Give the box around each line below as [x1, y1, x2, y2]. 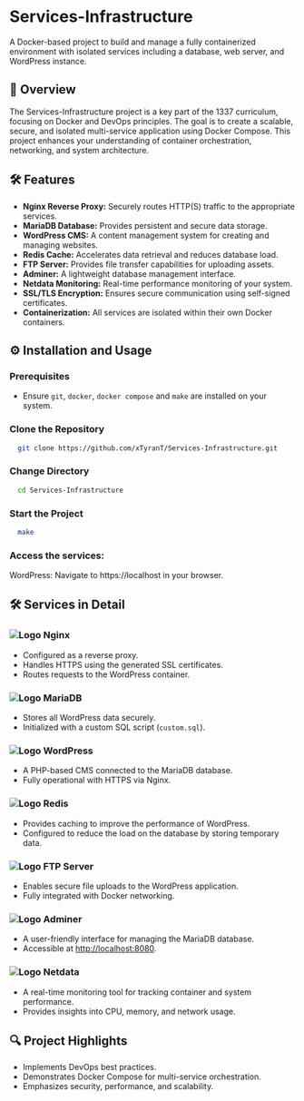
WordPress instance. [9, 55, 87, 66]
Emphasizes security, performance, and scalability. [22, 1081, 214, 1092]
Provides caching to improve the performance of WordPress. [22, 818, 250, 829]
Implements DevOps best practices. [22, 1062, 157, 1073]
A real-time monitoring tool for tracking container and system [22, 987, 252, 998]
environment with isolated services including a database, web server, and [9, 45, 285, 56]
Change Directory [9, 465, 90, 477]
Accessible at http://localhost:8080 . [22, 943, 157, 954]
